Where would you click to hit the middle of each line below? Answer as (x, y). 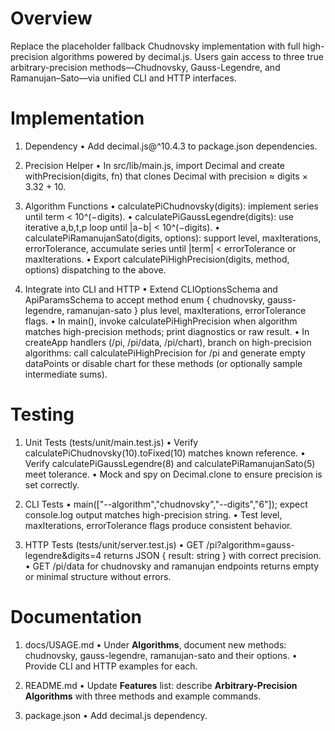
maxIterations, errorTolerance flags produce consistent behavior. (158, 525)
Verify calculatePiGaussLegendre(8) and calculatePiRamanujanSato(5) (170, 463)
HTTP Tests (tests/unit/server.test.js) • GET (114, 544)
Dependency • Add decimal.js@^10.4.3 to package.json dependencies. (171, 146)
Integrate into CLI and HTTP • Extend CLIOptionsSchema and (151, 289)
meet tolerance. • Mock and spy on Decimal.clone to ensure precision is (173, 474)
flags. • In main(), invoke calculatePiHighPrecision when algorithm (161, 321)
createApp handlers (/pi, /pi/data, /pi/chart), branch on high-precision (168, 342)
